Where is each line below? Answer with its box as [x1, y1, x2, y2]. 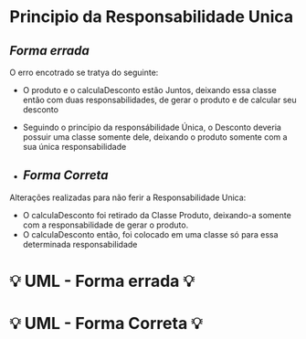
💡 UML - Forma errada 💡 [9, 271, 195, 291]
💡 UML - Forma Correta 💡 [9, 313, 203, 334]
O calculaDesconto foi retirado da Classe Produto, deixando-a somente [22, 209, 292, 220]
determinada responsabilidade [22, 238, 138, 249]
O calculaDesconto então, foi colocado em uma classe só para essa [22, 228, 279, 239]
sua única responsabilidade [22, 142, 127, 152]
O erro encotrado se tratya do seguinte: [9, 67, 159, 78]
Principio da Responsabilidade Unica [9, 6, 294, 27]
